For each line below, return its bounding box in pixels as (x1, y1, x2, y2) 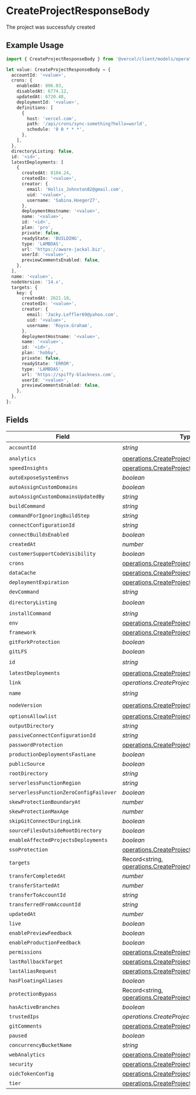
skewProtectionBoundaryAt (9, 799, 81, 805)
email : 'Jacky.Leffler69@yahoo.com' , (27, 312, 118, 318)
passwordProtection (9, 741, 63, 748)
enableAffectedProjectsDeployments (9, 837, 108, 843)
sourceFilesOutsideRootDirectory (9, 827, 102, 834)
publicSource (9, 760, 45, 767)
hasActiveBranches (9, 1004, 60, 1010)
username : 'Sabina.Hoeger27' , (27, 197, 100, 203)
